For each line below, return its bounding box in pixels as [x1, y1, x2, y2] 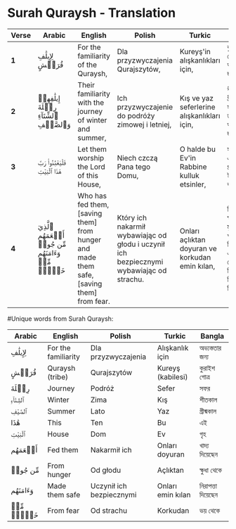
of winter [77, 115, 107, 125]
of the [77, 60, 97, 70]
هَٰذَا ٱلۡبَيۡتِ [37, 166, 62, 176]
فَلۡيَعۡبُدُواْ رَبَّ [37, 157, 67, 167]
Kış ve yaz [179, 93, 214, 103]
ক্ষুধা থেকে [199, 465, 223, 475]
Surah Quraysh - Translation [7, 5, 176, 21]
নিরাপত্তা [199, 480, 218, 490]
